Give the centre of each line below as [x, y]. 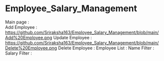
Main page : [17, 22]
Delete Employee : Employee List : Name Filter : [106, 48]
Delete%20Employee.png [31, 48]
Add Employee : [21, 27]
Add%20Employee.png [29, 38]
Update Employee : [73, 38]
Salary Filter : [19, 53]
